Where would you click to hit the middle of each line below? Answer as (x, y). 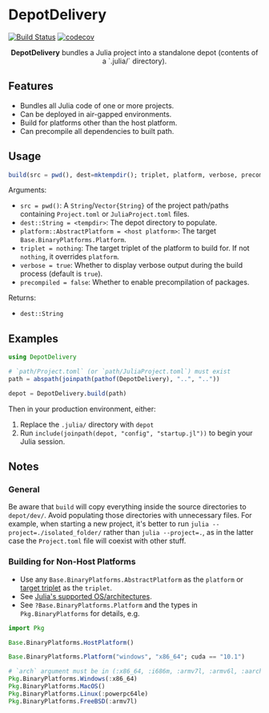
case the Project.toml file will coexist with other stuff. (97, 541)
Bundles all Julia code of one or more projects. (97, 105)
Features (31, 86)
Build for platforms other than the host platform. (98, 123)
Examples (33, 338)
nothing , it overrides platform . (70, 257)
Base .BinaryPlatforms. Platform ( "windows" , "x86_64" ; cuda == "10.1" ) (127, 657)
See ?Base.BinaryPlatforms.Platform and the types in (108, 605)
